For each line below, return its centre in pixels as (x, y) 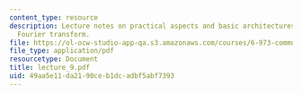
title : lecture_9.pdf (50, 68)
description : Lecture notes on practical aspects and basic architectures (152, 26)
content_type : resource (54, 17)
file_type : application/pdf (62, 51)
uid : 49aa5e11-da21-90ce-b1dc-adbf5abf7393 (92, 76)
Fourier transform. (54, 34)
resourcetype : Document (54, 59)
